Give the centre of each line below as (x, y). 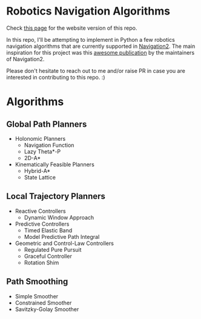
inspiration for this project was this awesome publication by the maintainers (100, 52)
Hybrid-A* (37, 170)
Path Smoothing (37, 282)
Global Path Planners (47, 124)
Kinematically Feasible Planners (55, 164)
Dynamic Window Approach (59, 217)
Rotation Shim (41, 263)
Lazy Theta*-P (42, 151)
